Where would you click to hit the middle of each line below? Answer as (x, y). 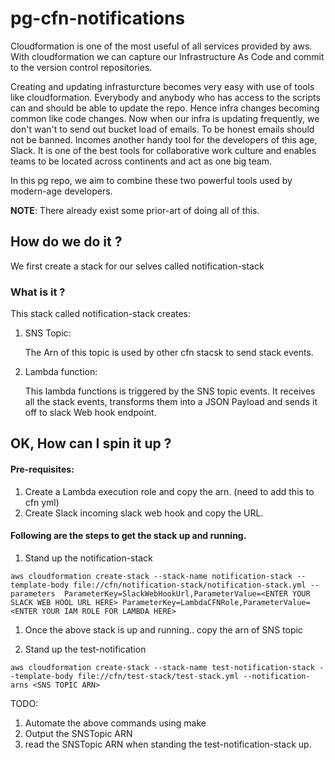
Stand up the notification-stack (88, 558)
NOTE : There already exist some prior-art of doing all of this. (135, 210)
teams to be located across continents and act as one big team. (141, 161)
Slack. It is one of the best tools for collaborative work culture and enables (163, 150)
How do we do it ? (66, 242)
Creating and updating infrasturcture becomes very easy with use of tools (162, 86)
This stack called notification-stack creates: (101, 314)
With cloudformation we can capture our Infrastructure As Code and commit (167, 56)
